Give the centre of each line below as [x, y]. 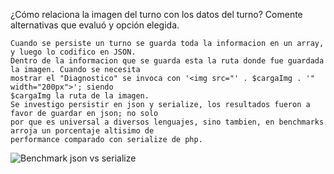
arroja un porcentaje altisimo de [82, 131]
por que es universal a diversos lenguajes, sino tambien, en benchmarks [167, 122]
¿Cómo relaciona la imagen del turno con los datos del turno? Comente [156, 14]
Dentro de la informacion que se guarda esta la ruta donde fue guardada [167, 61]
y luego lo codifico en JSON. [73, 52]
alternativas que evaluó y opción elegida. [95, 25]
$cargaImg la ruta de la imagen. [80, 96]
